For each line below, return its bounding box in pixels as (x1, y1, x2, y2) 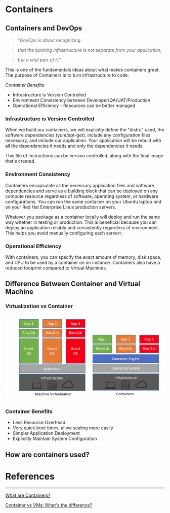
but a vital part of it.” (17, 57, 62, 63)
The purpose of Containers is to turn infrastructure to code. (5, 72, 130, 78)
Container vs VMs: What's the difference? (5, 502, 93, 508)
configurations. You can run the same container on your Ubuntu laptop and (5, 198, 162, 204)
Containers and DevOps (5, 24, 82, 32)
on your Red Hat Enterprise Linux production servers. (5, 204, 116, 210)
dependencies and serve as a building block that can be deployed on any (5, 188, 158, 194)
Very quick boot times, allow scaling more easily (12, 425, 113, 431)
